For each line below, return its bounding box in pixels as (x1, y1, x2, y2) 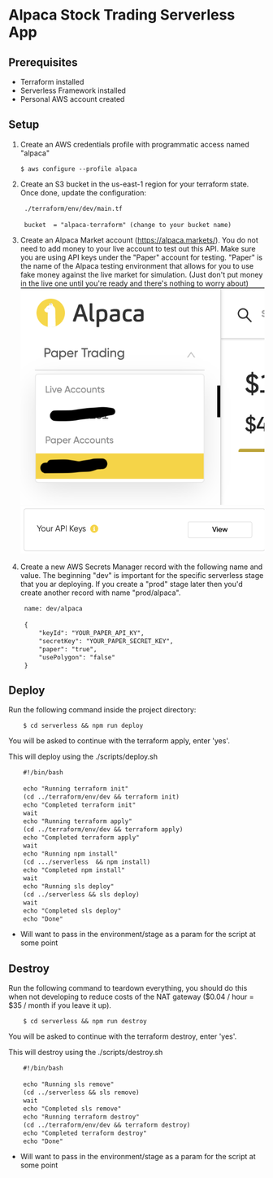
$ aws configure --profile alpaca (19, 164, 137, 173)
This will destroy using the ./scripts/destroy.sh (8, 1048, 163, 1058)
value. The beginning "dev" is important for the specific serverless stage (19, 570, 264, 580)
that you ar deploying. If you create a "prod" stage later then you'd (19, 579, 244, 589)
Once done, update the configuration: (19, 187, 146, 197)
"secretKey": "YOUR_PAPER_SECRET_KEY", (38, 637, 174, 645)
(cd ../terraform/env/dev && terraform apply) (23, 825, 184, 834)
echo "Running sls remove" (23, 1080, 115, 1088)
